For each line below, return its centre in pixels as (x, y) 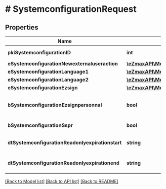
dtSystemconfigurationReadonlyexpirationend (63, 163)
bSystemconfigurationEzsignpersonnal (55, 105)
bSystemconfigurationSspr (40, 125)
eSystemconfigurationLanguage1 (48, 72)
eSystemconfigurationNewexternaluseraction (63, 64)
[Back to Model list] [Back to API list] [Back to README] (62, 181)
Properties (22, 27)
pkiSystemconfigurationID (39, 53)
